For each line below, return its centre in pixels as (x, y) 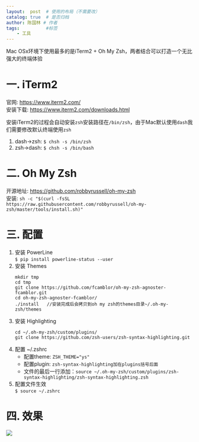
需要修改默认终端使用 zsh (41, 130)
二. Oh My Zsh (41, 174)
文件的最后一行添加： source (57, 371)
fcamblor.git (31, 293)
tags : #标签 (32, 28)
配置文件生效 (30, 384)
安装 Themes (31, 266)
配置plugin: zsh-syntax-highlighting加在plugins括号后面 (91, 364)
